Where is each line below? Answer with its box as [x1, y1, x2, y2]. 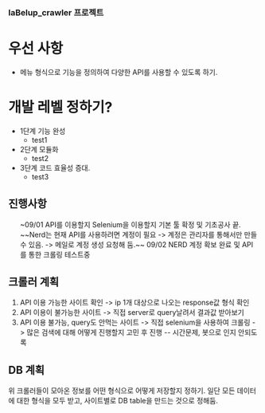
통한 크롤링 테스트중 [28, 250, 91, 259]
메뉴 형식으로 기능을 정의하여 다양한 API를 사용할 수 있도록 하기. [19, 67, 218, 77]
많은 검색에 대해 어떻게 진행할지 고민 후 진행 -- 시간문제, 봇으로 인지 [26, 328, 236, 337]
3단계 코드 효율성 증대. [19, 163, 91, 172]
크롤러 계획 [8, 275, 60, 289]
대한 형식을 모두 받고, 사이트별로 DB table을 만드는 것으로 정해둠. [16, 396, 219, 406]
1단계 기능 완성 [19, 126, 66, 136]
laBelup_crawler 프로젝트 [8, 6, 104, 18]
